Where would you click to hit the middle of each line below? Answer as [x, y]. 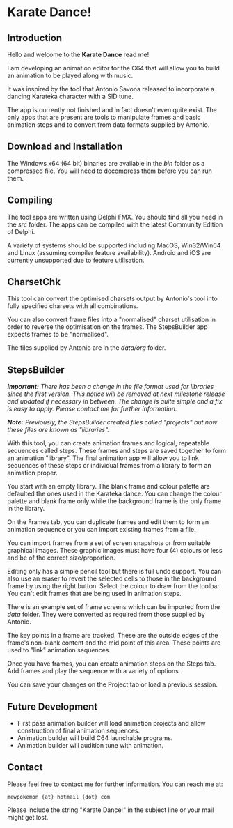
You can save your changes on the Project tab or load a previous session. [112, 684]
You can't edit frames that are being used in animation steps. [95, 594]
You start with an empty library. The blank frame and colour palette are [109, 486]
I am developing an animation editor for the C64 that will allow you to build [114, 68]
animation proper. [32, 473]
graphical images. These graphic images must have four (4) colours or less [115, 551]
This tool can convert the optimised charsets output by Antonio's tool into [112, 299]
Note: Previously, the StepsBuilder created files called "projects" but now [112, 422]
